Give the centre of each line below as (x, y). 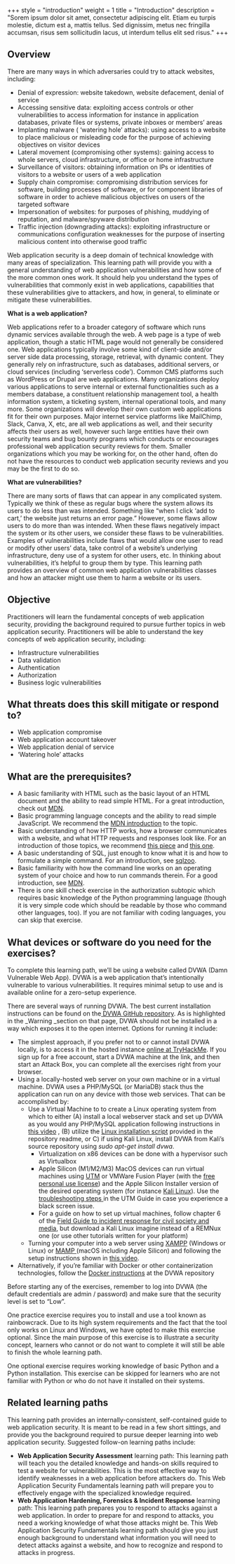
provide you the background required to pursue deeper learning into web (113, 1434)
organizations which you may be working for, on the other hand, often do (113, 453)
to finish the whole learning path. (55, 1352)
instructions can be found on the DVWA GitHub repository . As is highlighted (116, 1013)
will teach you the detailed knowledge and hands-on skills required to (118, 1463)
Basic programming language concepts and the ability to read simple (117, 816)
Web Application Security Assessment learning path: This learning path (123, 1455)
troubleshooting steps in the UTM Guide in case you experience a (133, 1199)
